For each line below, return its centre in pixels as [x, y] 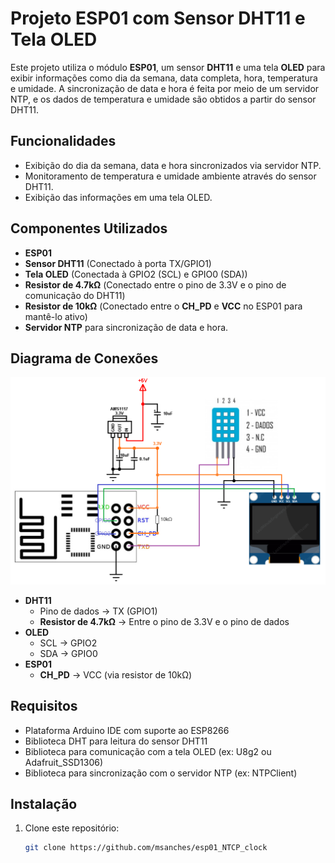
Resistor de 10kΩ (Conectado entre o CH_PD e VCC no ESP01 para [163, 306]
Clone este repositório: [72, 828]
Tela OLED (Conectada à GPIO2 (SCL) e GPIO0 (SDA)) [136, 274]
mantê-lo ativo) [56, 316]
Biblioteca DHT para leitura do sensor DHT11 [116, 741]
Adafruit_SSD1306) [64, 762]
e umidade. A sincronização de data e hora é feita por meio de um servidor [165, 88]
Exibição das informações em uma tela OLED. [118, 197]
